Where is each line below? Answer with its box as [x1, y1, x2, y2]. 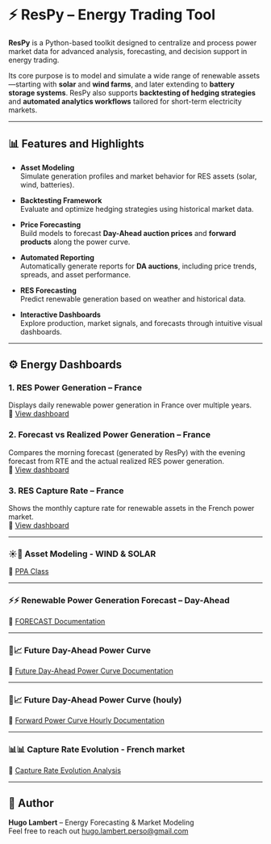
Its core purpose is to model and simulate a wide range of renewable [8, 70, 236, 80]
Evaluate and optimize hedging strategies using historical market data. [19, 204, 254, 213]
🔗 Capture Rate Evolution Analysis [8, 765, 122, 775]
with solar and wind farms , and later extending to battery [43, 79, 236, 89]
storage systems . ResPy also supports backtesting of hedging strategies [8, 87, 256, 97]
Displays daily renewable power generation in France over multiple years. [8, 400, 252, 410]
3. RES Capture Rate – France [8, 485, 124, 496]
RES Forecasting [19, 285, 77, 295]
